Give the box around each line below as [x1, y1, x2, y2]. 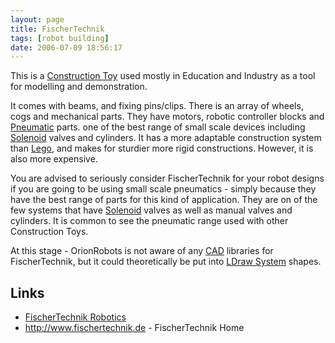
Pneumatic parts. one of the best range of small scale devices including [10, 121, 306, 133]
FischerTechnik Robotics [24, 311, 127, 323]
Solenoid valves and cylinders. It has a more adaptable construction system [10, 132, 322, 144]
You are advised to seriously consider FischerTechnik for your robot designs [10, 172, 325, 185]
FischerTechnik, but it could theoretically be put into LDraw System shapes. [10, 256, 322, 268]
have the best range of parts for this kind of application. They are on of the [10, 194, 318, 206]
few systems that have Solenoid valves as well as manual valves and [10, 204, 293, 216]
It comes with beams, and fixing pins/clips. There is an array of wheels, [10, 100, 304, 112]
